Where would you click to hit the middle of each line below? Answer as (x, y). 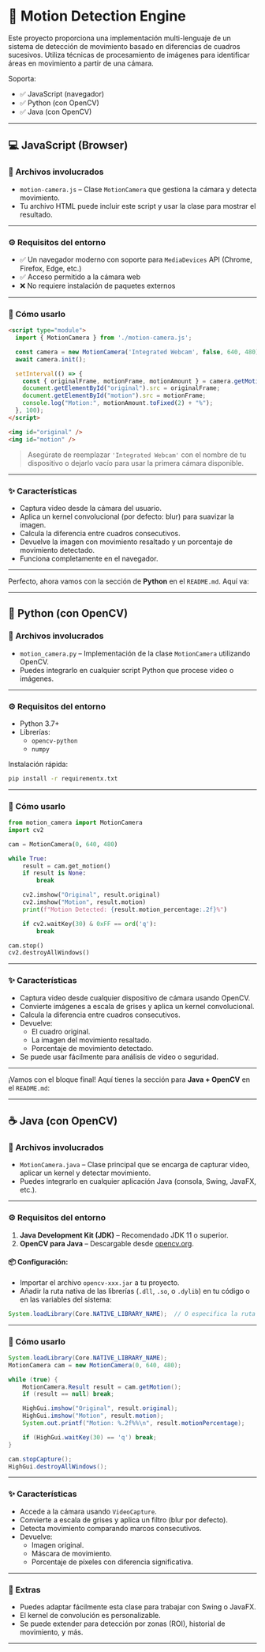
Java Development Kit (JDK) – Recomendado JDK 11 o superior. (124, 1235)
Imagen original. (58, 1544)
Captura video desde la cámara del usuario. (90, 508)
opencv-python (54, 741)
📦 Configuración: (38, 1262)
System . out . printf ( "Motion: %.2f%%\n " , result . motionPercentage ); (134, 1423)
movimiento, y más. (51, 1632)
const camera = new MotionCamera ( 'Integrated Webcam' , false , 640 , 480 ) (137, 352)
